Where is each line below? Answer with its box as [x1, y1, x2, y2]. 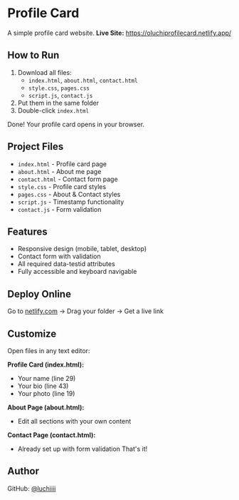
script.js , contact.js [28, 91, 93, 99]
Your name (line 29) [17, 374, 76, 382]
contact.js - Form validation [17, 205, 102, 213]
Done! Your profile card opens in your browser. [7, 120, 144, 128]
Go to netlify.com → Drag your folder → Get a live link [7, 307, 164, 315]
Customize [7, 327, 57, 340]
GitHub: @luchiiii [7, 484, 56, 493]
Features [7, 225, 48, 238]
